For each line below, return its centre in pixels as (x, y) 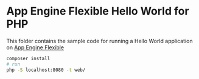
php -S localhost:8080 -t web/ (46, 70)
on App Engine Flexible (35, 47)
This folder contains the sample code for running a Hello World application (100, 41)
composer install (28, 58)
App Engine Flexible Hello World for (98, 11)
